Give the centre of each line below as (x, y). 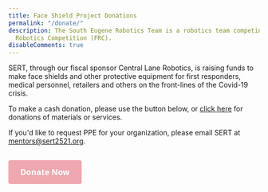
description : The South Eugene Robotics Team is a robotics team (119, 30)
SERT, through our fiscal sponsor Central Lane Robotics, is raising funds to (131, 68)
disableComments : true (46, 45)
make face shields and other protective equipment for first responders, (125, 76)
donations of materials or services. (65, 117)
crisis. (18, 93)
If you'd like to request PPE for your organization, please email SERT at (124, 133)
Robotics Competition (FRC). (64, 38)
